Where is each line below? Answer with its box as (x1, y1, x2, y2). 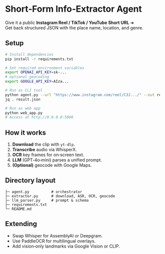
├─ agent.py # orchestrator (5, 189, 82, 194)
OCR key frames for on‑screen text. (12, 152, 84, 158)
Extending (5, 220, 37, 228)
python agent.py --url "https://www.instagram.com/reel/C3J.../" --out (5, 92, 155, 97)
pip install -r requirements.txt (5, 56, 74, 62)
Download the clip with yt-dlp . (12, 141, 75, 147)
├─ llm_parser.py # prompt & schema (5, 198, 89, 203)
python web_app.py (5, 110, 43, 115)
